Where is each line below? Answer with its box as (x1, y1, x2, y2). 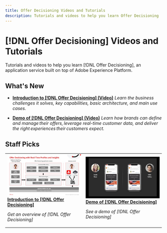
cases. (12, 106, 26, 112)
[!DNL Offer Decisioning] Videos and (5, 35, 159, 47)
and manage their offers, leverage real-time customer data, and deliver (12, 120, 158, 126)
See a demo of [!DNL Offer (85, 209, 140, 215)
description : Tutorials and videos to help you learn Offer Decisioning (5, 13, 159, 18)
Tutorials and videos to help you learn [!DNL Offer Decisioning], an (5, 62, 142, 68)
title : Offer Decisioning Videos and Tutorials (5, 8, 106, 13)
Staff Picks (5, 140, 40, 148)
